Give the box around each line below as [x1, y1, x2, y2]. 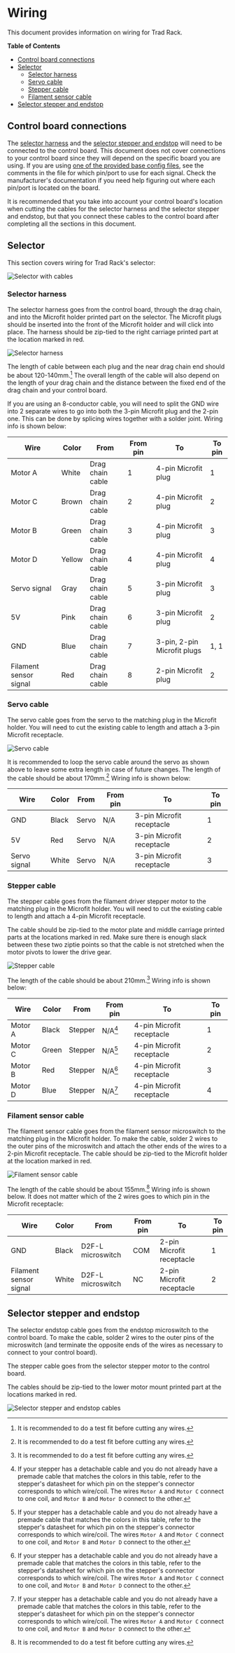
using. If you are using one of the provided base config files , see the [7, 161, 204, 170]
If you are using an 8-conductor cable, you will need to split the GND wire [7, 399, 219, 408]
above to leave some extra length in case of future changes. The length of [7, 765, 221, 774]
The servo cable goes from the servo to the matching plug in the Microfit [7, 715, 217, 724]
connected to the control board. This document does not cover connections [7, 146, 226, 155]
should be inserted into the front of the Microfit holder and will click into [7, 320, 214, 329]
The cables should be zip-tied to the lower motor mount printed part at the [7, 1383, 222, 1392]
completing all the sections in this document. [7, 219, 136, 228]
